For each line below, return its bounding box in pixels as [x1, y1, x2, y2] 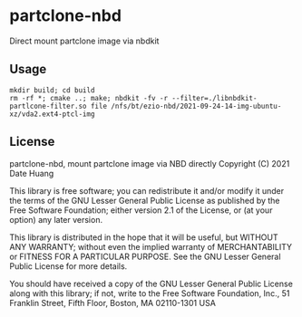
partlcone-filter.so [9, 101, 88, 110]
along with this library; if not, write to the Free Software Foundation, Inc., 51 [9, 287, 290, 299]
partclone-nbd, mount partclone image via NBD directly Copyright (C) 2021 [9, 158, 290, 168]
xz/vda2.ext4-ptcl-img [9, 110, 95, 119]
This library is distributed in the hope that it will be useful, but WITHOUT [9, 232, 278, 243]
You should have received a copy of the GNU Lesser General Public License [9, 278, 293, 289]
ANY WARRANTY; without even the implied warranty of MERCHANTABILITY [9, 241, 293, 252]
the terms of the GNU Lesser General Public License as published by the [9, 195, 280, 206]
